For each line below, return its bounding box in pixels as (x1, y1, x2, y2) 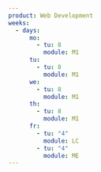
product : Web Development (8, 11, 93, 20)
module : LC (43, 136, 80, 145)
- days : (15, 26, 41, 34)
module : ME (43, 151, 80, 159)
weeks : (8, 19, 30, 27)
